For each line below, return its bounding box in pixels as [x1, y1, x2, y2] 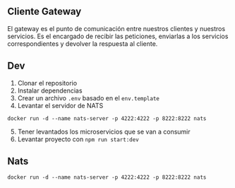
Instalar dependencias [17, 86, 83, 95]
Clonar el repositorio [17, 78, 78, 87]
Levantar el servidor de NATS [17, 101, 104, 110]
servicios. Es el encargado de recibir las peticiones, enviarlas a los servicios [7, 32, 229, 40]
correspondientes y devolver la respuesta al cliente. [7, 39, 158, 48]
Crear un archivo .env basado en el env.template [17, 93, 160, 102]
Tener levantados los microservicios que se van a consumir [17, 127, 191, 136]
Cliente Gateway [7, 6, 82, 18]
